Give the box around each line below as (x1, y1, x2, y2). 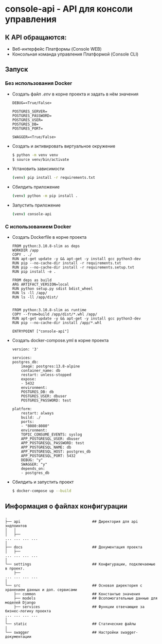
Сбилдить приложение (12, 184, 60, 190)
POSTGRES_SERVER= (12, 109, 48, 114)
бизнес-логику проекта (5, 609, 51, 614)
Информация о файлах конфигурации (5, 502, 127, 510)
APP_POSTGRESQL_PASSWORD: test (21, 441, 85, 446)
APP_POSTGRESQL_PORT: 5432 (21, 454, 76, 458)
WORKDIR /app (12, 248, 39, 253)
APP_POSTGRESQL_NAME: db (21, 445, 72, 450)
